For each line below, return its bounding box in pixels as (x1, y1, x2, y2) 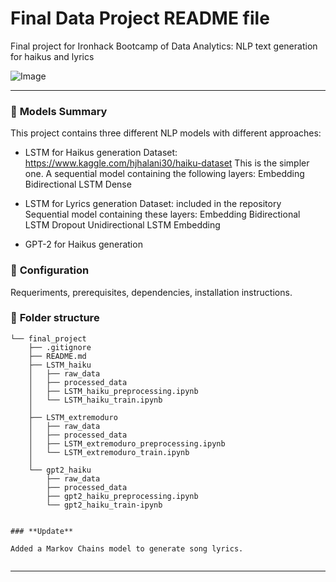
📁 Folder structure (10, 311, 100, 325)
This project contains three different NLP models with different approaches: (10, 127, 322, 139)
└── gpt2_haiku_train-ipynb (46, 500, 163, 510)
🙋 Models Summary (10, 104, 108, 118)
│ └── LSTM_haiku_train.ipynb (28, 395, 163, 405)
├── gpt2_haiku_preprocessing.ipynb (46, 491, 199, 501)
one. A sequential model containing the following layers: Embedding (24, 168, 305, 180)
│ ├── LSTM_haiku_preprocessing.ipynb (28, 386, 199, 396)
